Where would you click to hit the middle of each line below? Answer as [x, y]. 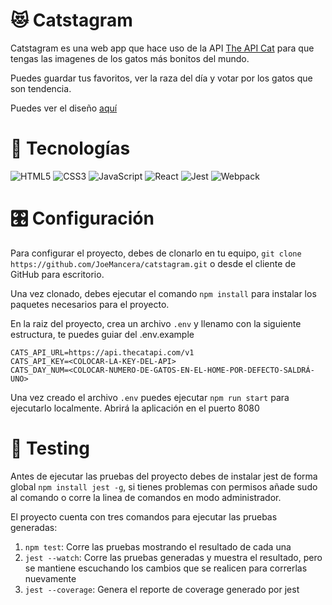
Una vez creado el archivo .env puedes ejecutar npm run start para [150, 397]
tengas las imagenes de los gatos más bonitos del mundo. [130, 58]
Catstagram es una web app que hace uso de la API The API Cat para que [162, 48]
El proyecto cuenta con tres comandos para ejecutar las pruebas [144, 516]
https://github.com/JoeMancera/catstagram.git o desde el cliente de [153, 263]
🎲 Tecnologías [70, 148]
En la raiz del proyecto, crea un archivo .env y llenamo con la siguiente [156, 323]
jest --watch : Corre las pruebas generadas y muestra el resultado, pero [173, 557]
